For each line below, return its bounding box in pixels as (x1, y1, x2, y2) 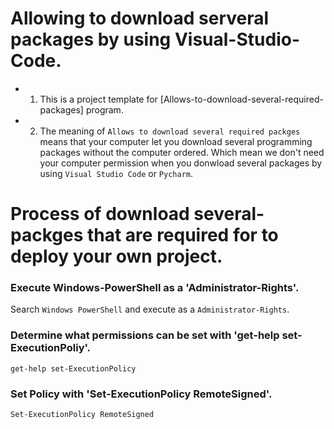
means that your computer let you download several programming (39, 135, 313, 147)
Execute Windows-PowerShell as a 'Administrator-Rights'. (10, 281, 300, 295)
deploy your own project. (10, 245, 223, 268)
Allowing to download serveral (10, 7, 270, 30)
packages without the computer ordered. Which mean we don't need (39, 146, 325, 158)
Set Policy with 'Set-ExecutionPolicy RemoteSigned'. (10, 387, 273, 401)
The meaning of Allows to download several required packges (39, 125, 301, 137)
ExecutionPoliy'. (10, 341, 92, 355)
